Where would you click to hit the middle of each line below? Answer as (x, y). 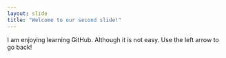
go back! (20, 47)
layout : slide (28, 13)
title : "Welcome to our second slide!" (64, 20)
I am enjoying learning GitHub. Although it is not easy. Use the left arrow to (113, 39)
